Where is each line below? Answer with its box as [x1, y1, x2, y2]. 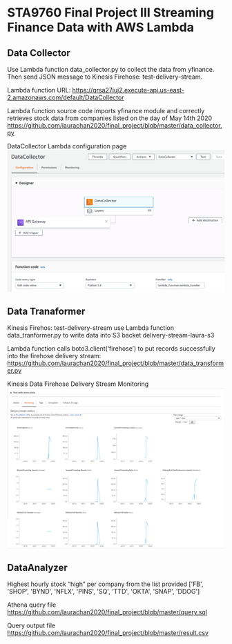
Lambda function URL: [7, 86, 71, 94]
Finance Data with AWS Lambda [7, 19, 195, 35]
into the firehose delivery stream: [7, 352, 101, 360]
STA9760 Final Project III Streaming [7, 5, 214, 21]
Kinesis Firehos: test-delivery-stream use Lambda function [7, 324, 175, 332]
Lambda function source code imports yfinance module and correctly [7, 107, 205, 115]
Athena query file [7, 601, 57, 609]
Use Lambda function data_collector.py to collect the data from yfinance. [7, 66, 215, 73]
